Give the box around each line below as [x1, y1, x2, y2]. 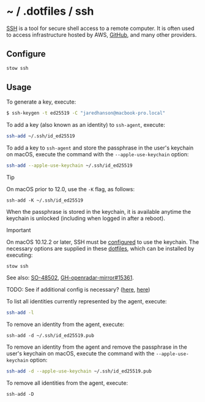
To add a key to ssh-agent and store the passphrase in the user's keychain [6, 144, 194, 151]
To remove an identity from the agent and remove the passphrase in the [6, 343, 188, 351]
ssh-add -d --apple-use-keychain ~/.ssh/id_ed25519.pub [6, 368, 152, 374]
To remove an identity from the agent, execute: [6, 320, 125, 328]
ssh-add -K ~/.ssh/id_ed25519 [6, 197, 84, 203]
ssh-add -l [6, 309, 34, 316]
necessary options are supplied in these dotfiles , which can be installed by [6, 245, 195, 252]
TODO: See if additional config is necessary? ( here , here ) [6, 286, 151, 294]
